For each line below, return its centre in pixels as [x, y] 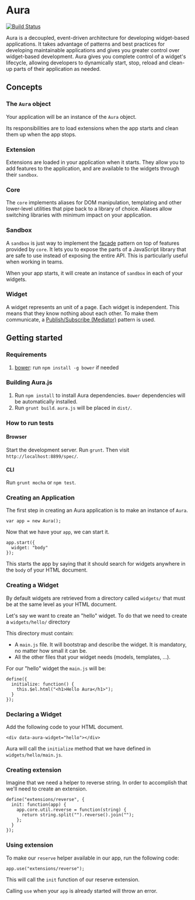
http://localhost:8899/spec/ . [42, 456]
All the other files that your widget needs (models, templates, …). [93, 657]
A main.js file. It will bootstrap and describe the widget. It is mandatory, [100, 644]
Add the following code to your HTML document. [65, 727]
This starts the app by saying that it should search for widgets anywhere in [96, 564]
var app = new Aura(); [34, 521]
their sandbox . [22, 174]
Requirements [27, 355]
